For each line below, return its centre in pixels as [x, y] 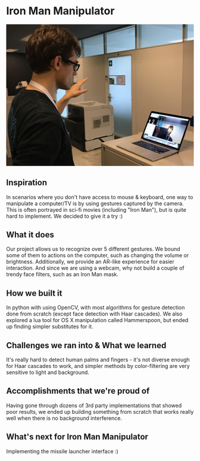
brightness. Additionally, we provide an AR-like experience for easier [90, 262]
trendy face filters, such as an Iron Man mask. [62, 274]
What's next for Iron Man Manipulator [77, 437]
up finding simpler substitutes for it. [50, 327]
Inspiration [27, 183]
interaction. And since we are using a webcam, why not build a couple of [95, 268]
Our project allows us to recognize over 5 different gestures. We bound [93, 249]
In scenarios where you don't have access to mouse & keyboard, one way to [100, 197]
